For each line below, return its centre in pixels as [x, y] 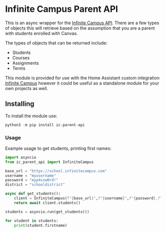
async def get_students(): [33, 194]
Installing [20, 104]
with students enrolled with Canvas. [41, 33]
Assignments [26, 63]
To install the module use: [31, 116]
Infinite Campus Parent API [62, 9]
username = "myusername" [31, 176]
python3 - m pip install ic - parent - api [45, 125]
